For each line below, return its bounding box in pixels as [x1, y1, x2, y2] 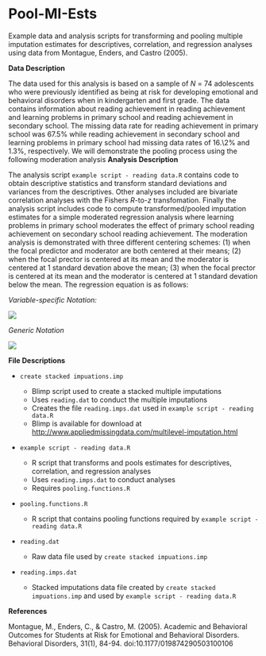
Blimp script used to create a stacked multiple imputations [31, 386, 222, 396]
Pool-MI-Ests [8, 5, 98, 23]
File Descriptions [8, 355, 66, 365]
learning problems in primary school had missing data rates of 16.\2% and [8, 137, 250, 147]
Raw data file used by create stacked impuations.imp [31, 551, 208, 561]
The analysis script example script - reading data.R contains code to [8, 170, 240, 179]
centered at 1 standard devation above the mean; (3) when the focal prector [8, 263, 256, 272]
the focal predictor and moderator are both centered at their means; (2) [8, 245, 241, 255]
